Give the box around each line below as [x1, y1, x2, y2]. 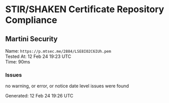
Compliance [5, 14, 57, 26]
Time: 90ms [5, 59, 30, 64]
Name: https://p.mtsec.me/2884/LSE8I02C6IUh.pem [5, 48, 112, 54]
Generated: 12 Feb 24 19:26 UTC [5, 93, 74, 99]
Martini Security [5, 35, 58, 43]
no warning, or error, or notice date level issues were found [5, 83, 129, 89]
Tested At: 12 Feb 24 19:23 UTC [5, 53, 72, 59]
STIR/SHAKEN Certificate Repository [5, 4, 164, 15]
